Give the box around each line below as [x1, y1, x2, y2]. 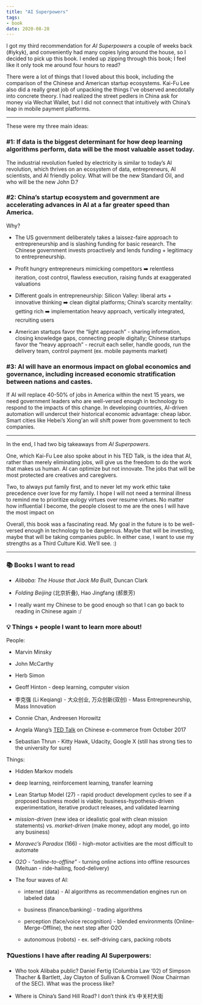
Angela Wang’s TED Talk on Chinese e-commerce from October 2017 [14, 726, 186, 733]
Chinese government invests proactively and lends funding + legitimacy [14, 246, 193, 254]
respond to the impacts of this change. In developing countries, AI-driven [6, 404, 188, 411]
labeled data [23, 894, 55, 901]
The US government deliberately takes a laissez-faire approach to [14, 234, 179, 241]
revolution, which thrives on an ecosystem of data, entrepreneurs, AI [6, 165, 176, 173]
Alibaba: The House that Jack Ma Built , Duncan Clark [14, 577, 148, 584]
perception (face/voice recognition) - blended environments [23, 917, 173, 925]
